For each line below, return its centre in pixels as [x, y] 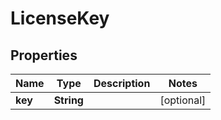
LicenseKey [60, 18]
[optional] [183, 100]
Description [122, 83]
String [68, 100]
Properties [44, 55]
